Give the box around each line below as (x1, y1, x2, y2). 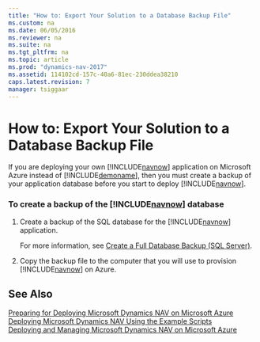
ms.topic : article (8, 56, 69, 64)
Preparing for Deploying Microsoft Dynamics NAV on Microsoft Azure (8, 308, 234, 317)
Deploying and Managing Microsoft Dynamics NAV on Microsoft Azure (8, 325, 237, 335)
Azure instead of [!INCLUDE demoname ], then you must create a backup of (8, 171, 251, 180)
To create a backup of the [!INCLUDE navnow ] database (8, 199, 224, 210)
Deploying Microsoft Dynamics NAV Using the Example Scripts (8, 317, 213, 326)
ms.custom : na (8, 19, 55, 27)
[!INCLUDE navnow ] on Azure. (19, 264, 117, 274)
